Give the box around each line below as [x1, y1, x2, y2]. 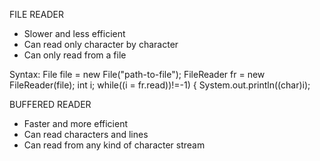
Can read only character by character [23, 39, 179, 50]
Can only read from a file [23, 49, 127, 61]
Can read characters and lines [23, 129, 149, 140]
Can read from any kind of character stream [23, 139, 206, 151]
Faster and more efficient [23, 118, 128, 129]
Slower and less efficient [23, 28, 126, 39]
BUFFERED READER [9, 99, 92, 110]
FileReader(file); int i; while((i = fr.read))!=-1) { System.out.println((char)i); [9, 79, 311, 91]
